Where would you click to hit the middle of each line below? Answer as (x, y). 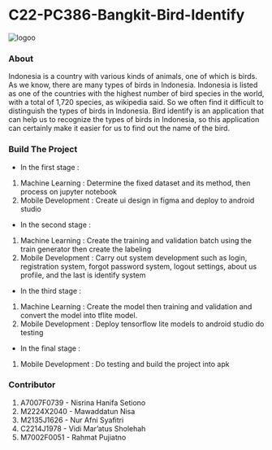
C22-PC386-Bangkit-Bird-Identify (127, 15)
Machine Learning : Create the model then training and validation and (136, 306)
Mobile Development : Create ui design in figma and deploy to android (137, 200)
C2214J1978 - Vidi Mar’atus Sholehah (83, 428)
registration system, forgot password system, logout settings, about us (138, 266)
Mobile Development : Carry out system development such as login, (134, 257)
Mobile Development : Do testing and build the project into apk (125, 364)
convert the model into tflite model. (79, 315)
